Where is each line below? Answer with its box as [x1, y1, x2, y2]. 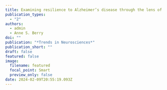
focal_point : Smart [9, 68, 50, 73]
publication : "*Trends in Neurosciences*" [5, 40, 95, 45]
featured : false [5, 53, 39, 59]
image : [5, 58, 19, 63]
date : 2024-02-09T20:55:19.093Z [5, 77, 72, 82]
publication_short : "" [5, 44, 52, 49]
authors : [5, 21, 23, 26]
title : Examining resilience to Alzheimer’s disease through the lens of [5, 7, 162, 12]
